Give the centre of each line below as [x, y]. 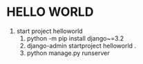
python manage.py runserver [68, 53]
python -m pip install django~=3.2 [75, 38]
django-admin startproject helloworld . [81, 45]
